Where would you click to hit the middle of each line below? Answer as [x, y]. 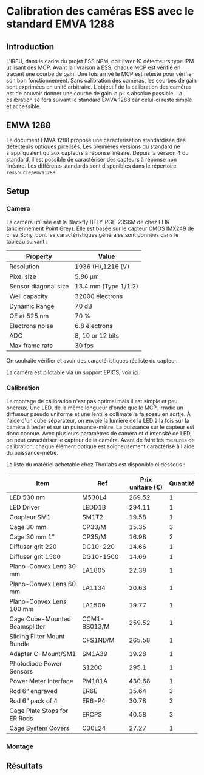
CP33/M [94, 527]
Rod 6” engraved [33, 691]
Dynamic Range [32, 306]
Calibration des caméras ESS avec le [100, 11]
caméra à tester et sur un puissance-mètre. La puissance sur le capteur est [100, 427]
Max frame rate [31, 346]
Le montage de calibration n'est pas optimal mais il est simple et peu [92, 401]
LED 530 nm [27, 497]
